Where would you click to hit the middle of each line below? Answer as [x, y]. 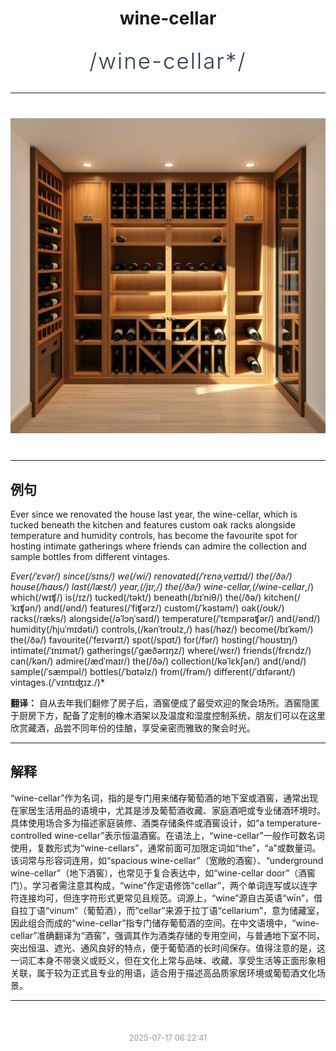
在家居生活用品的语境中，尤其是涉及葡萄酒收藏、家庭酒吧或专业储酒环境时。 [168, 810]
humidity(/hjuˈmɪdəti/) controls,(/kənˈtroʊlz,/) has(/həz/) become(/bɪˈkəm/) [162, 629]
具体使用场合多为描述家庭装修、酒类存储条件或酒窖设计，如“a [137, 823]
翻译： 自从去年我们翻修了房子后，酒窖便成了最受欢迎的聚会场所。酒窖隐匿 [165, 703]
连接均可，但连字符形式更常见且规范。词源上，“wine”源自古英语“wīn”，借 [170, 898]
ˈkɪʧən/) [26, 608]
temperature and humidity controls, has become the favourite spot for [154, 535]
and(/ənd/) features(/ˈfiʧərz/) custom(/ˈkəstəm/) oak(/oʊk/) [164, 608]
